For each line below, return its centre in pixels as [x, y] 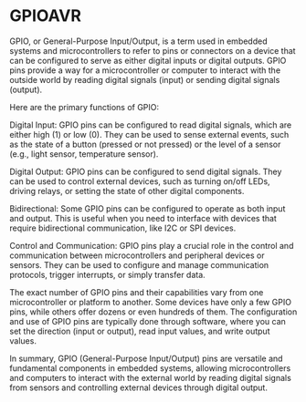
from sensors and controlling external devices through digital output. [138, 387]
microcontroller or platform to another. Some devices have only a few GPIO [151, 302]
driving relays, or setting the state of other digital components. [127, 191]
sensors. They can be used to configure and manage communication [139, 264]
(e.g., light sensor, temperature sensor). [84, 154]
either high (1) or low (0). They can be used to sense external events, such [149, 134]
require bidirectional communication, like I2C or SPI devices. [123, 228]
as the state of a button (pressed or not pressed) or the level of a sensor [145, 144]
